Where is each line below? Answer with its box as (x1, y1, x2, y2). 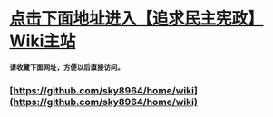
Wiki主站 (9, 31, 76, 52)
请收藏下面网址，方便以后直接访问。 (9, 63, 125, 73)
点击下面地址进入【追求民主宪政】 (9, 8, 265, 29)
